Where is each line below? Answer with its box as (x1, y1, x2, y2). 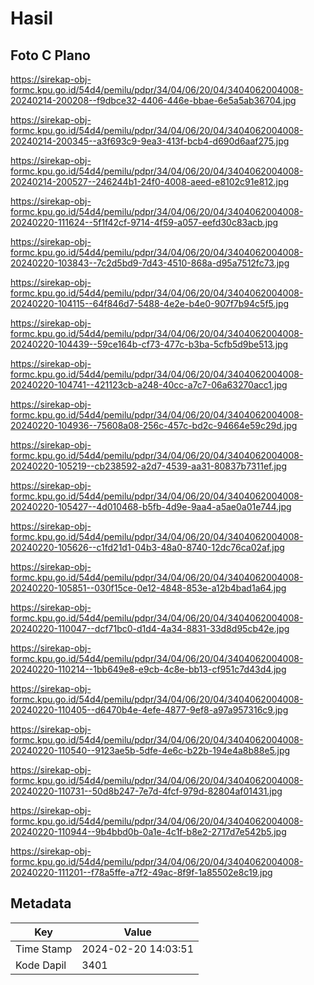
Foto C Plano (10, 47, 91, 64)
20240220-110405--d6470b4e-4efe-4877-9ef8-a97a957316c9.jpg (10, 704, 289, 716)
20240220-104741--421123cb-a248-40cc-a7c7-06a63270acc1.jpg (10, 379, 288, 391)
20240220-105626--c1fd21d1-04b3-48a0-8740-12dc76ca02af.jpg (10, 542, 285, 553)
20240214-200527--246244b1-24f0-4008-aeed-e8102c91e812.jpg (10, 176, 290, 187)
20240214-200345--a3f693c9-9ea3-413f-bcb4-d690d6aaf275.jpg (10, 135, 290, 147)
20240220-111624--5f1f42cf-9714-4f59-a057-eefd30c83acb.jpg (10, 217, 279, 228)
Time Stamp (15, 942, 73, 956)
